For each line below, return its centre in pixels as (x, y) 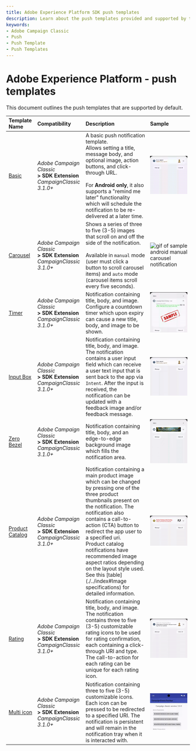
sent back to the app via (114, 377)
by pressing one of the (113, 488)
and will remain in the (111, 728)
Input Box (20, 377)
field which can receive (113, 365)
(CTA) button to (120, 525)
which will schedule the (113, 203)
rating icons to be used (113, 633)
